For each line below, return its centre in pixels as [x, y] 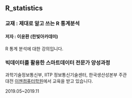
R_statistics [24, 8]
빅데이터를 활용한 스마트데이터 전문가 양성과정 [58, 63]
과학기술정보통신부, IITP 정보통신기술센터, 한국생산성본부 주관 [66, 74]
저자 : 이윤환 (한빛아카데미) [32, 36]
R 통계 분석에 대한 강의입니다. [34, 48]
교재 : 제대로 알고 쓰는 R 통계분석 [42, 24]
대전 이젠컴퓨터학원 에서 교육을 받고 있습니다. [49, 81]
